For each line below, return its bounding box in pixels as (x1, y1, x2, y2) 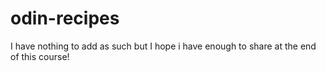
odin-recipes (10, 7, 120, 30)
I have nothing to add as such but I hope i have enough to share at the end (10, 40, 317, 52)
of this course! (10, 50, 70, 62)
